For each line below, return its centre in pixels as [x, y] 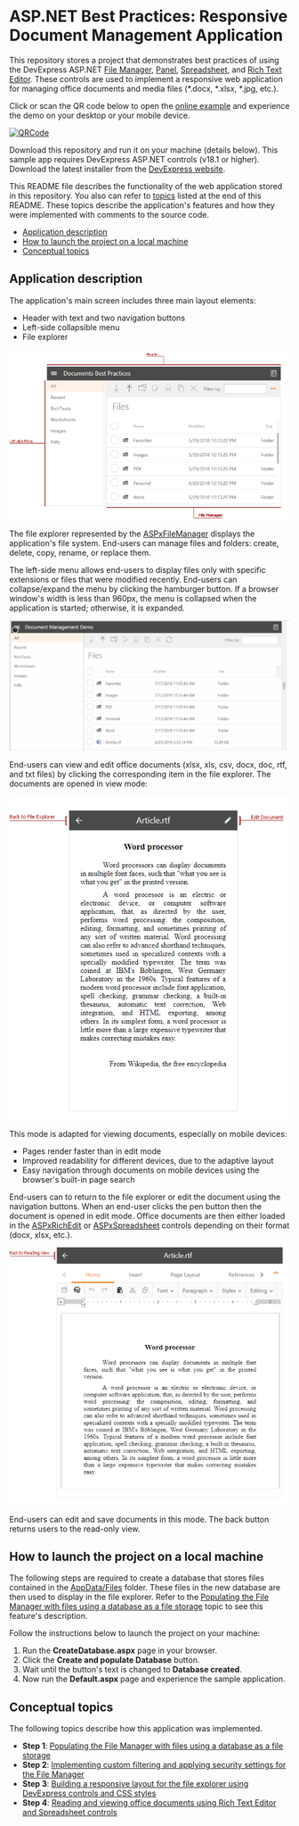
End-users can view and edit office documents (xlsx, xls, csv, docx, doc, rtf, [148, 764]
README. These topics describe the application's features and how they [142, 205]
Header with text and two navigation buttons [103, 318]
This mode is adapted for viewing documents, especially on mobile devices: [148, 1133]
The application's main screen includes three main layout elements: [133, 300]
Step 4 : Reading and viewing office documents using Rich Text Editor [149, 1803]
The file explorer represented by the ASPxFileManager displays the [132, 534]
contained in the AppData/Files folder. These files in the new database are [145, 1588]
